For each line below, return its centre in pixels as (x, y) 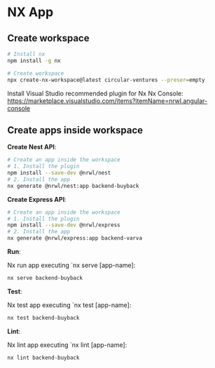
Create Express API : (37, 199)
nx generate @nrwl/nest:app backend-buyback (73, 186)
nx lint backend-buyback (43, 357)
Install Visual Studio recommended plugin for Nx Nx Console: (95, 93)
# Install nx (26, 54)
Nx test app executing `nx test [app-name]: (69, 305)
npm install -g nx (34, 60)
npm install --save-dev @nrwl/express (64, 225)
